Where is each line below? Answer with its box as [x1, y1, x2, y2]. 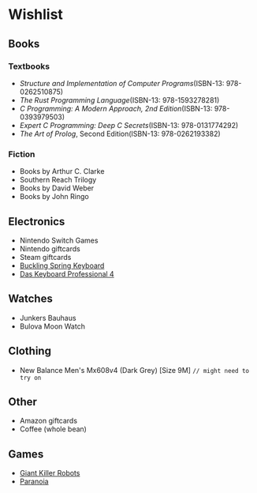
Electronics [8, 215, 65, 228]
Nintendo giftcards [19, 243, 80, 254]
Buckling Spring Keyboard [19, 261, 105, 270]
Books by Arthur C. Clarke [19, 167, 105, 176]
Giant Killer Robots [19, 469, 80, 478]
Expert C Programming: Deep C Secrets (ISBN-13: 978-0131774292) [19, 120, 239, 130]
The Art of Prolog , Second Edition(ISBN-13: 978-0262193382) [19, 129, 221, 138]
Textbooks [8, 61, 50, 72]
